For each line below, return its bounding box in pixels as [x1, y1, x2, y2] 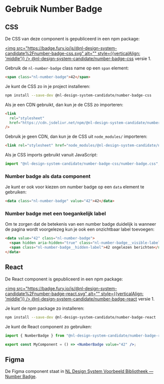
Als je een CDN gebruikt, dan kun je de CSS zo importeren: [5, 102, 123, 107]
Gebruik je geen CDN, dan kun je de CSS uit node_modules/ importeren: [5, 133, 147, 140]
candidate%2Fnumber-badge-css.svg [5, 50, 82, 56]
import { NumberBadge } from [5, 333, 64, 338]
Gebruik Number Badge [5, 3, 102, 15]
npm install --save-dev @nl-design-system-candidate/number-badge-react [5, 315, 156, 320]
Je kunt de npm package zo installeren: [5, 305, 84, 311]
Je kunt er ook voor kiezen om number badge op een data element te [5, 184, 144, 190]
